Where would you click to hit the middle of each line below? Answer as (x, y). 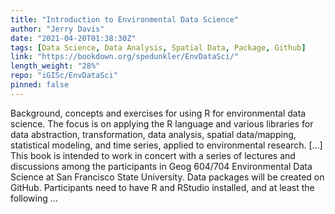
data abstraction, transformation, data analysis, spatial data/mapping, (153, 134)
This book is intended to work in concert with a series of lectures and (153, 155)
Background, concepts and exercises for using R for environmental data (158, 113)
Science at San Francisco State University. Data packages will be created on (167, 177)
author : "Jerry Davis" (57, 29)
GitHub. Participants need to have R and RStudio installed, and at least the (162, 187)
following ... (34, 198)
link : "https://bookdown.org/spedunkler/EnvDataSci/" (125, 57)
